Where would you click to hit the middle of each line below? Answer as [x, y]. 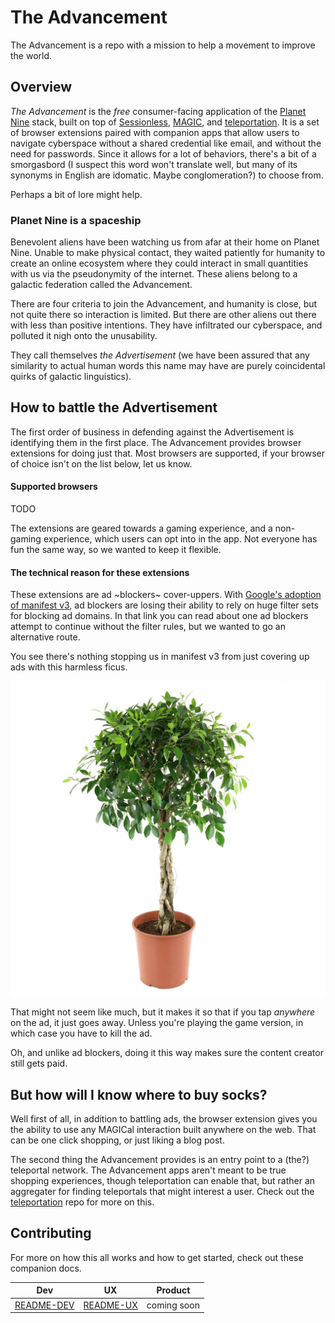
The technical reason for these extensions [100, 572]
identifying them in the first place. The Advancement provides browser [156, 442]
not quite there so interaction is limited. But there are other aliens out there [163, 315]
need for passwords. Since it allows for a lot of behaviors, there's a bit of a [163, 153]
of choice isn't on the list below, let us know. [101, 463]
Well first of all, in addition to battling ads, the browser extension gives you [164, 1119]
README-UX [110, 1305]
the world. [31, 55]
